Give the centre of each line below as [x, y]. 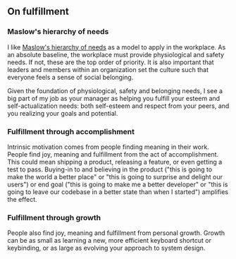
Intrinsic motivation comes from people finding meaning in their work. [108, 147]
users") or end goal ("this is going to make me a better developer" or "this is [118, 184]
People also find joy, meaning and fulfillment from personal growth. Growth [116, 233]
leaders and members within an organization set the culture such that [108, 69]
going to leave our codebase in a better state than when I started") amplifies [118, 192]
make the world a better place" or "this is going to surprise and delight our [115, 176]
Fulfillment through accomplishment [71, 131]
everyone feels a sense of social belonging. [70, 77]
